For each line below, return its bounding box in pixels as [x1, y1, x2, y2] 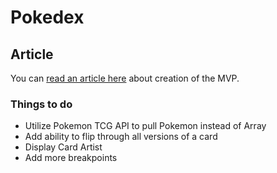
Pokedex [10, 6, 85, 29]
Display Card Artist [24, 141, 103, 153]
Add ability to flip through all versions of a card [24, 131, 218, 143]
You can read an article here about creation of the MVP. [10, 72, 240, 84]
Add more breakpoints [24, 152, 118, 164]
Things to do [10, 97, 73, 111]
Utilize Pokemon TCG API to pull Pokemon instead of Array [24, 120, 267, 132]
